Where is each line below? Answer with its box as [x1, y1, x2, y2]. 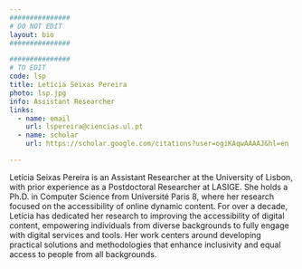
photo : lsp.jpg [9, 88, 67, 98]
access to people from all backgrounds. [9, 248, 157, 259]
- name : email [17, 114, 71, 123]
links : [9, 105, 34, 114]
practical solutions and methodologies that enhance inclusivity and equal [9, 239, 282, 250]
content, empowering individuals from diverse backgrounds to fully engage [9, 219, 289, 231]
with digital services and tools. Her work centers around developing [9, 229, 262, 240]
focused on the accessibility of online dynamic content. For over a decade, [9, 200, 288, 211]
